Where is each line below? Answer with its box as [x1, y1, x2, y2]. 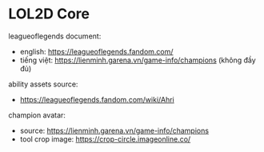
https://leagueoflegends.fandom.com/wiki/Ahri [19, 94, 174, 104]
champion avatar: [8, 110, 66, 120]
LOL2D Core [8, 5, 90, 23]
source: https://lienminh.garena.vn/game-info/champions [19, 126, 210, 135]
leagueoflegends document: [8, 31, 102, 41]
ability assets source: [8, 79, 78, 89]
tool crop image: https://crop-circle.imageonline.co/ [19, 134, 191, 144]
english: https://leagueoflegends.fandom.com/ [19, 46, 174, 56]
